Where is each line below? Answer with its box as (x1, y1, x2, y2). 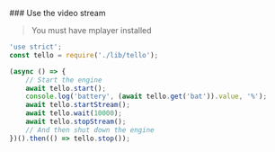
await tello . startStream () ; (25, 101, 130, 110)
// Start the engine (25, 76, 102, 85)
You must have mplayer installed (31, 25, 152, 35)
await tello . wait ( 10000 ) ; (25, 109, 123, 118)
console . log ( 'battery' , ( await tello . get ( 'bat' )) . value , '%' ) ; (25, 92, 268, 102)
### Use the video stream (9, 8, 106, 18)
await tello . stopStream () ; (25, 117, 127, 126)
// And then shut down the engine (25, 125, 155, 134)
